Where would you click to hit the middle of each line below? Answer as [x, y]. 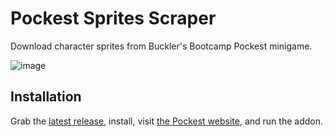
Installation [46, 97]
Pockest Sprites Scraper [113, 18]
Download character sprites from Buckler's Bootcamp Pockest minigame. [161, 46]
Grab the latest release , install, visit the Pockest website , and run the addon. [166, 121]
